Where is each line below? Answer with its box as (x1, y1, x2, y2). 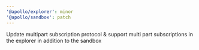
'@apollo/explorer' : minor (6, 8, 74, 15)
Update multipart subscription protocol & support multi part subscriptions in (6, 30, 194, 37)
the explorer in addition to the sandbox (6, 37, 102, 44)
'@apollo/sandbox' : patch (6, 14, 71, 20)
